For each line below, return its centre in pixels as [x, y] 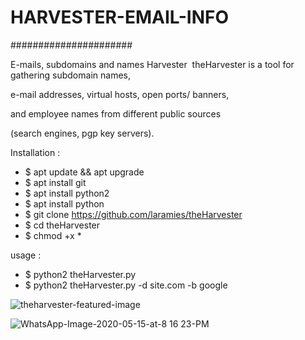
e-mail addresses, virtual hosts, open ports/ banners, [120, 94]
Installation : [35, 152]
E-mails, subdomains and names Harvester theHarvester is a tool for [152, 64]
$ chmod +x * [53, 235]
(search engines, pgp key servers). [82, 133]
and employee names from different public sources [116, 113]
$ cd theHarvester [62, 225]
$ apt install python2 [67, 193]
